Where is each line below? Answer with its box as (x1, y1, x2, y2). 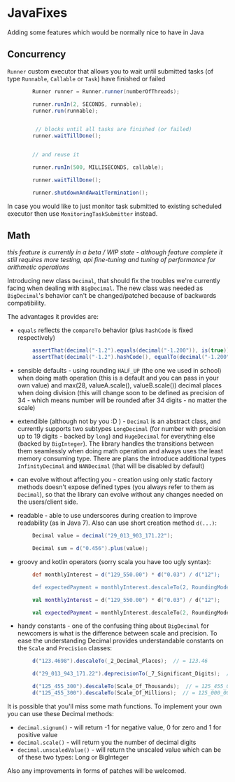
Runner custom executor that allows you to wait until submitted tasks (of (7, 67, 214, 75)
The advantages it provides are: (7, 313, 99, 321)
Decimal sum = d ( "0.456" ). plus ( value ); (32, 545, 149, 552)
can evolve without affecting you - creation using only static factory (17, 475, 213, 484)
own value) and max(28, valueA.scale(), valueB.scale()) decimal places (17, 381, 222, 390)
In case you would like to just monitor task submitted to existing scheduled (7, 202, 222, 210)
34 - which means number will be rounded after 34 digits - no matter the (17, 396, 227, 404)
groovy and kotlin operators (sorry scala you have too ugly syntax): (17, 557, 211, 565)
